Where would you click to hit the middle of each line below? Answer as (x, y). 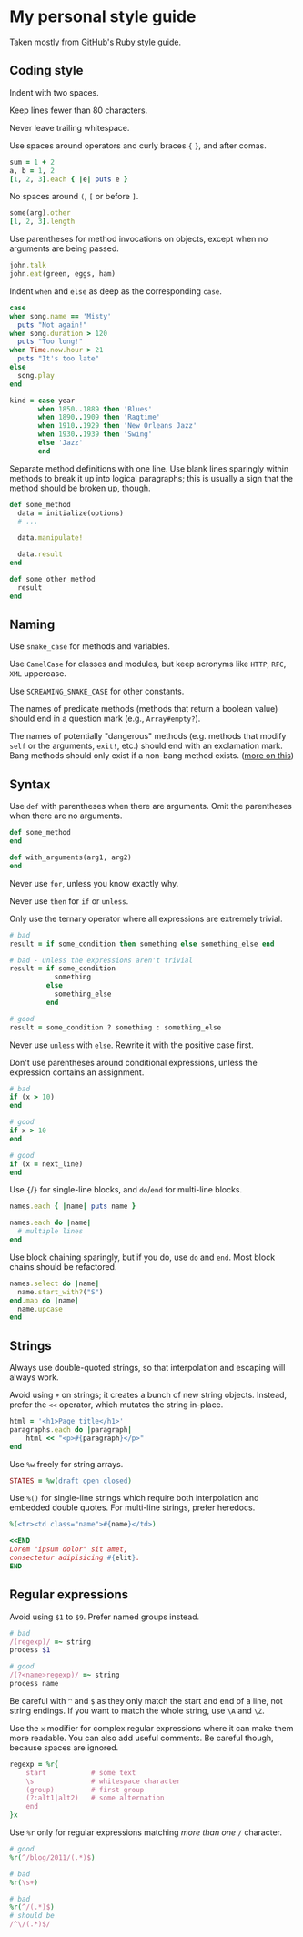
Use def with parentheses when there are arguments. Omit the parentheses (151, 806)
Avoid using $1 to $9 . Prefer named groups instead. (105, 1617)
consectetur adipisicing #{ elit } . (75, 1558)
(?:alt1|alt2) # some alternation (96, 1798)
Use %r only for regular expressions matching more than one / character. (146, 1832)
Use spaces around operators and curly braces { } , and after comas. (138, 145)
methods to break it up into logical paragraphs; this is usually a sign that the (151, 478)
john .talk (28, 266)
